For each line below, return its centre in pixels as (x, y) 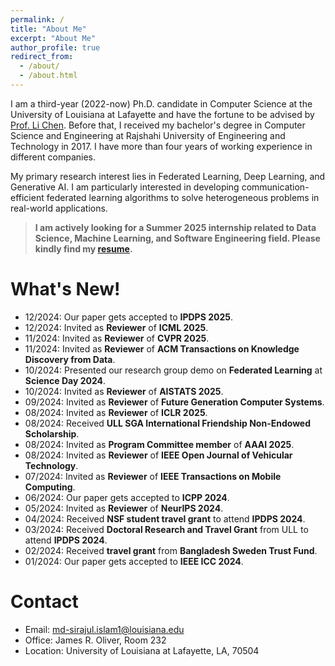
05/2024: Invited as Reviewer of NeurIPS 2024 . (124, 508)
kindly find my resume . (83, 248)
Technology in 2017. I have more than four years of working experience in (161, 146)
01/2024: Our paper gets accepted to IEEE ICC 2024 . (134, 561)
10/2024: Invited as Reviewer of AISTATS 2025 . (124, 391)
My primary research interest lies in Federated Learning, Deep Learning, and (168, 176)
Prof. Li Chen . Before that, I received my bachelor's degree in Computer (158, 125)
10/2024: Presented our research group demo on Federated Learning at (173, 370)
